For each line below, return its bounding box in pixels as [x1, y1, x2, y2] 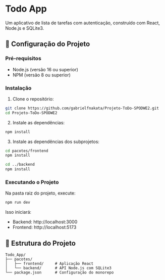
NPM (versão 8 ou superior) [12, 72, 71, 78]
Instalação [5, 84, 32, 91]
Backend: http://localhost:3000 [12, 219, 78, 225]
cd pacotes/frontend [5, 148, 49, 153]
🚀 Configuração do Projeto [5, 40, 90, 49]
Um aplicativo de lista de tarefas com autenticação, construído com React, [5, 20, 160, 26]
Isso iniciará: [5, 209, 32, 215]
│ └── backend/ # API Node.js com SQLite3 [5, 266, 112, 271]
